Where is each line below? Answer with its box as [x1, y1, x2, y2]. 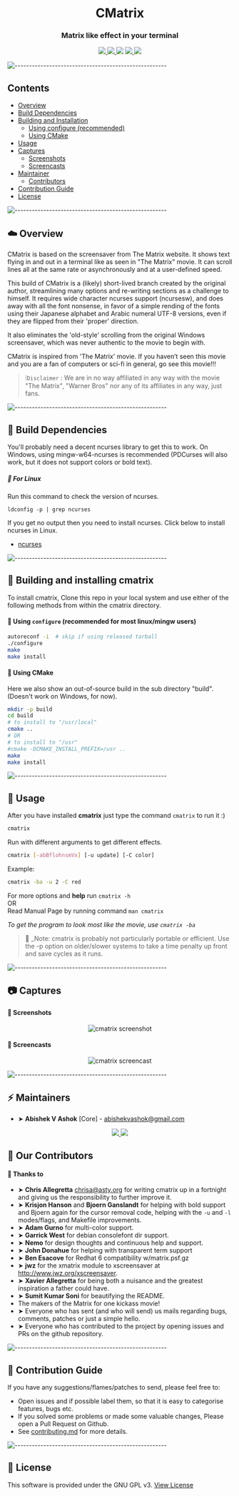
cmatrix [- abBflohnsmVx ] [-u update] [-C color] [7, 851, 155, 859]
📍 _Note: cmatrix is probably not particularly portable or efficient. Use [24, 934, 230, 943]
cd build [7, 712, 34, 719]
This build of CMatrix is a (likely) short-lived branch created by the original [7, 279, 226, 288]
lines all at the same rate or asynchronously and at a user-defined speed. [7, 266, 223, 274]
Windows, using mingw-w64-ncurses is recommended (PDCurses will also [7, 450, 228, 458]
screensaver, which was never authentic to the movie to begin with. [7, 338, 205, 347]
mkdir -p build [7, 705, 53, 713]
